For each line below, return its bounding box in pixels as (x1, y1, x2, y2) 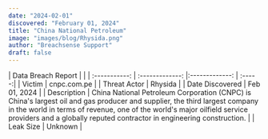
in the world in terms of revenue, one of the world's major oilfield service (8, 105, 248, 114)
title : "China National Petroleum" (8, 26, 127, 34)
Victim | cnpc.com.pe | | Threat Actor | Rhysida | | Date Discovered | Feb (22, 79, 261, 89)
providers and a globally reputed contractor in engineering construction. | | (8, 113, 255, 122)
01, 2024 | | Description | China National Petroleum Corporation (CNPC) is (8, 88, 252, 97)
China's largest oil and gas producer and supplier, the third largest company (8, 97, 258, 105)
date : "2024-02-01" (8, 11, 74, 20)
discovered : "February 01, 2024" (8, 19, 120, 27)
